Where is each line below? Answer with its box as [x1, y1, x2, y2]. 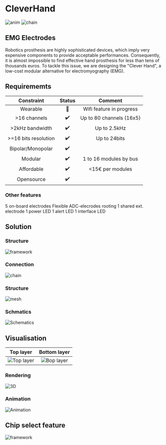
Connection [5, 261, 34, 268]
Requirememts [5, 82, 52, 91]
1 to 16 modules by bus [82, 156, 138, 163]
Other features [5, 192, 42, 199]
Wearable [20, 105, 43, 112]
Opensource [16, 176, 46, 183]
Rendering [5, 372, 31, 379]
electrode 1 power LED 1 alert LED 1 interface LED [5, 208, 106, 214]
